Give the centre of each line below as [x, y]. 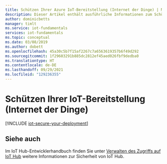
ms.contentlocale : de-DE [31, 65]
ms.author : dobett [24, 47]
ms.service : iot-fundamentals [37, 28]
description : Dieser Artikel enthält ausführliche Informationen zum [79, 14]
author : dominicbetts [28, 19]
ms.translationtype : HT [30, 61]
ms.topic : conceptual [28, 38]
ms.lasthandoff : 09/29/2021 [34, 70]
